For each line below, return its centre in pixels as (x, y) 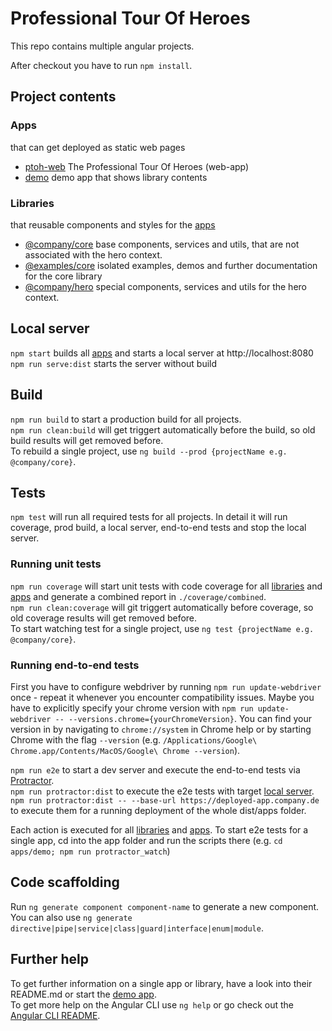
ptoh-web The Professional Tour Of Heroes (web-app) (137, 166)
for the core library (63, 276)
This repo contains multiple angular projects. (102, 46)
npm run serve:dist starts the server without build (114, 363)
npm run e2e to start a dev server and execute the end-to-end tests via (155, 769)
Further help (50, 959)
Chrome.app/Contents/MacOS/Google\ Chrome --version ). (125, 750)
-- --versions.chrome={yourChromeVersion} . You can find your (183, 718)
